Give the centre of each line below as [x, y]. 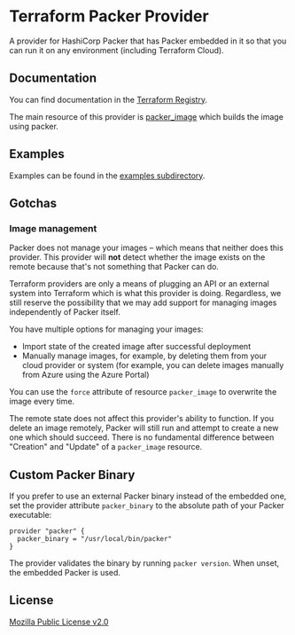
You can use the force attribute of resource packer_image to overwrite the [143, 392]
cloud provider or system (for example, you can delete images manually [153, 365]
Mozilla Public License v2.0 [59, 622]
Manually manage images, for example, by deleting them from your [144, 356]
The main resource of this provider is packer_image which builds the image [146, 116]
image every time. [42, 402]
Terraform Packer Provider [109, 16]
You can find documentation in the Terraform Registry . [109, 99]
